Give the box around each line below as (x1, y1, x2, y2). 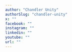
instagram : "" (5, 26, 35, 31)
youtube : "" (5, 35, 30, 40)
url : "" (5, 40, 21, 45)
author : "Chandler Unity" (5, 7, 59, 12)
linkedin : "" (5, 30, 32, 35)
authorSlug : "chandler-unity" (5, 12, 68, 17)
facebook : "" (5, 21, 32, 26)
